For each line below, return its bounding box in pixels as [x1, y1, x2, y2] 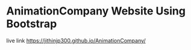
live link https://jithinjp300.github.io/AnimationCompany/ [6, 37, 146, 44]
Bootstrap [6, 17, 57, 31]
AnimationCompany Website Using [6, 4, 186, 18]
